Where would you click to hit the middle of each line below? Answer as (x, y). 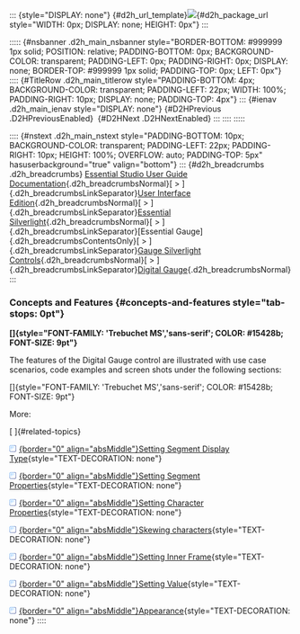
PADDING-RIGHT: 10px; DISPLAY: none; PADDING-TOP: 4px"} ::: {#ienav (143, 99)
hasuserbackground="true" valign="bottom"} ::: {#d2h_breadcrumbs (137, 165)
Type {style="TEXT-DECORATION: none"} (86, 459)
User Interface (164, 193)
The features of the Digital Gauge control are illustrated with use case (138, 361)
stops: (23, 313)
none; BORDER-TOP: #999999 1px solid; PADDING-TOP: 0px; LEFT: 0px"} (146, 71)
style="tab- (259, 302)
